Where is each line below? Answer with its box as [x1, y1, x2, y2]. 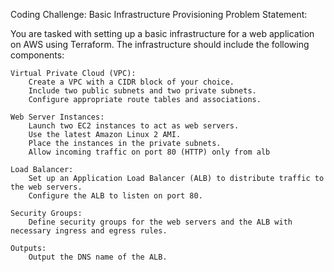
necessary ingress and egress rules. [10, 226, 168, 236]
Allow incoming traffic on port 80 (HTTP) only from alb [28, 147, 271, 157]
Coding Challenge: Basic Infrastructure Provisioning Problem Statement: [10, 9, 308, 20]
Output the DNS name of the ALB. [28, 252, 168, 262]
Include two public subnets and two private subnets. [28, 86, 257, 96]
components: [10, 49, 65, 61]
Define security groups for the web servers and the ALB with [28, 217, 293, 227]
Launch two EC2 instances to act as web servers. [28, 121, 240, 131]
